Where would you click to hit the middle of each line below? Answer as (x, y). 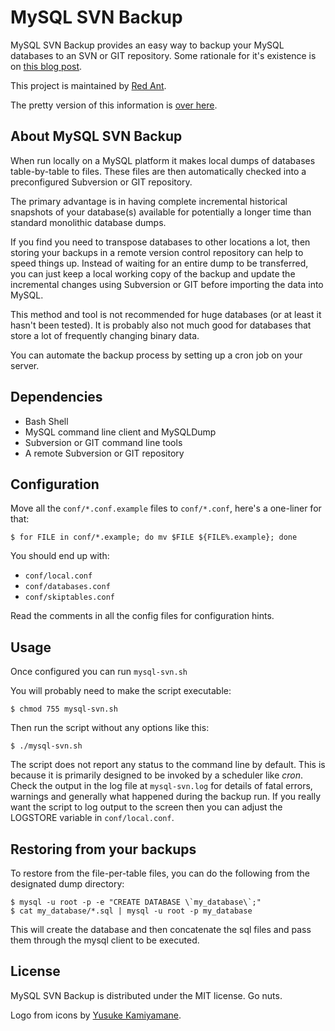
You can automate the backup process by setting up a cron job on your (156, 355)
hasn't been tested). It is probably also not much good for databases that (161, 325)
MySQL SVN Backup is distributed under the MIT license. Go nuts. (146, 995)
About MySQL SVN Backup (96, 136)
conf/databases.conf (67, 587)
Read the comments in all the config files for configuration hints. (142, 616)
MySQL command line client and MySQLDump (120, 432)
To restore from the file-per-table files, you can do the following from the (160, 873)
